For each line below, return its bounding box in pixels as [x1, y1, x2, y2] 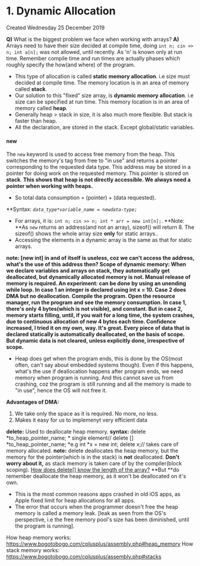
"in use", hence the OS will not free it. [14, 387, 107, 394]
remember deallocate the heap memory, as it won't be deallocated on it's [6, 473, 186, 480]
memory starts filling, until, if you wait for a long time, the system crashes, [6, 311, 195, 319]
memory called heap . [14, 104, 67, 111]
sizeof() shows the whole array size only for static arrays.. [14, 230, 159, 237]
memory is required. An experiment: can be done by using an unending [6, 280, 186, 287]
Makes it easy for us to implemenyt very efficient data [14, 416, 147, 423]
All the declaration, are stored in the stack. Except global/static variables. [14, 123, 195, 131]
